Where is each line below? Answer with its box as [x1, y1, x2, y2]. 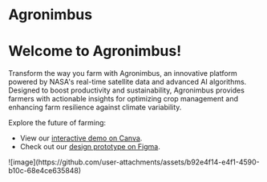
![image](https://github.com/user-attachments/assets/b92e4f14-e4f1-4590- [8, 157, 261, 167]
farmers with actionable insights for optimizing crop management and [8, 94, 239, 104]
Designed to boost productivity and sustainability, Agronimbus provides [8, 85, 245, 95]
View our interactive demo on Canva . [19, 133, 143, 143]
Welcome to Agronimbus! [8, 42, 182, 61]
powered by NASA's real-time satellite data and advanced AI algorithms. [8, 77, 247, 87]
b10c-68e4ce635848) [8, 166, 82, 176]
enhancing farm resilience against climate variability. [8, 102, 182, 113]
